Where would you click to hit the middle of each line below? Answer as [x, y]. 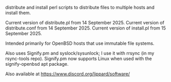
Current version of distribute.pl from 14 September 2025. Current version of [85, 23]
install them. [18, 13]
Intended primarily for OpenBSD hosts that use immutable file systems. [80, 43]
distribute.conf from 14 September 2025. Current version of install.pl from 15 [86, 28]
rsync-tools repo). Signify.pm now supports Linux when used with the [79, 59]
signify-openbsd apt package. [37, 64]
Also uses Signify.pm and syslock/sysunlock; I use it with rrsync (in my [80, 53]
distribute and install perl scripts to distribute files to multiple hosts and [80, 7]
